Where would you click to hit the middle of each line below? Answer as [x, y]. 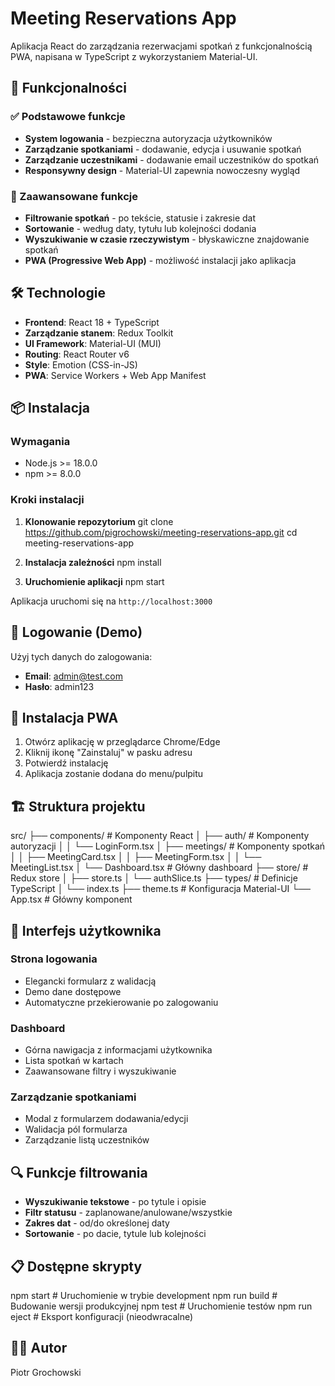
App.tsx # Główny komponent [71, 899]
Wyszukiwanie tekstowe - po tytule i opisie [115, 1202]
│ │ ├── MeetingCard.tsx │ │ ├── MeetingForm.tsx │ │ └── [136, 857]
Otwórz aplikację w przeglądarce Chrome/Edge [122, 742]
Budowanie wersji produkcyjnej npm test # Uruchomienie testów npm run [161, 1306]
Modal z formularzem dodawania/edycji [106, 1119]
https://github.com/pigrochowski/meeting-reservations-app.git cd [161, 532]
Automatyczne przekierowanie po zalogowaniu [121, 1002]
